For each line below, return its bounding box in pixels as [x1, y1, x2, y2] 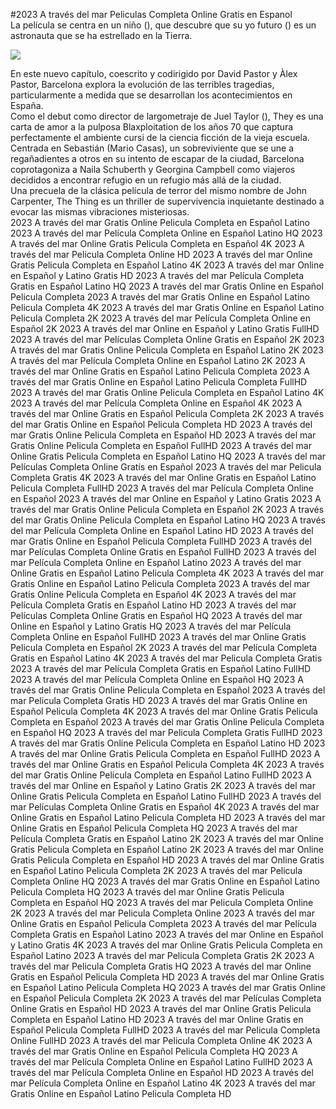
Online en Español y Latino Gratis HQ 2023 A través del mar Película [10, 620, 292, 632]
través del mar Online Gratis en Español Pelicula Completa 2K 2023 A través [10, 408, 325, 419]
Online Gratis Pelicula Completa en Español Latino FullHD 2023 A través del [10, 790, 322, 802]
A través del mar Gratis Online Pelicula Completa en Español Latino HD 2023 [10, 737, 326, 749]
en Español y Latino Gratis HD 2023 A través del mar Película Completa [10, 270, 305, 281]
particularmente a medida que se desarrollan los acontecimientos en [10, 89, 293, 101]
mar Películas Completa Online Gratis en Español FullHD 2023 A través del [10, 546, 317, 558]
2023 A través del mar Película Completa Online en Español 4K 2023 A [10, 397, 303, 409]
